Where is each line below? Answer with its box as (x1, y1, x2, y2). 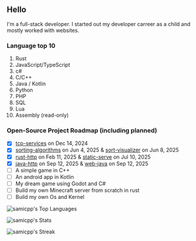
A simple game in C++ (15, 166, 70, 173)
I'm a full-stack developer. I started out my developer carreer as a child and (7, 20, 191, 27)
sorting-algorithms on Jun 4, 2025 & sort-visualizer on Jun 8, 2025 (15, 146, 179, 153)
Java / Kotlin (15, 80, 46, 88)
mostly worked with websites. (7, 27, 79, 34)
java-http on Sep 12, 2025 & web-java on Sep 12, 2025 (15, 160, 149, 167)
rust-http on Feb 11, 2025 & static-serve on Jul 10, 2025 (15, 153, 151, 160)
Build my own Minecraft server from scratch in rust (15, 187, 140, 194)
